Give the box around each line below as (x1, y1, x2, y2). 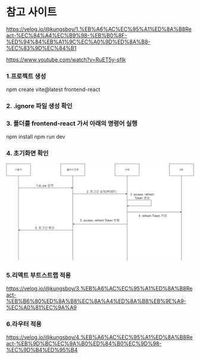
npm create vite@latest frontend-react (6, 86, 101, 93)
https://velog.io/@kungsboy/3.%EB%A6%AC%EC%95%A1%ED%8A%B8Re (6, 285, 193, 292)
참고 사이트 (6, 5, 57, 19)
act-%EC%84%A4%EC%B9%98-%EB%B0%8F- (6, 32, 127, 39)
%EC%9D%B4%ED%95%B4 (6, 346, 78, 354)
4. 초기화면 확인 (6, 149, 49, 158)
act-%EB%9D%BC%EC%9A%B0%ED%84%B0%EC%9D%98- (6, 340, 162, 347)
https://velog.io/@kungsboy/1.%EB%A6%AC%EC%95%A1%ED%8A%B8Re (6, 25, 192, 33)
